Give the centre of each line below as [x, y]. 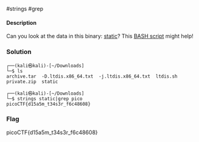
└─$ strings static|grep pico [45, 99]
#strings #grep [25, 9]
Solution [19, 52]
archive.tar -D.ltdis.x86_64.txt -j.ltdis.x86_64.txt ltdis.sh [92, 76]
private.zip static [32, 81]
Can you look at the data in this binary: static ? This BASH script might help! [100, 36]
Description [22, 22]
